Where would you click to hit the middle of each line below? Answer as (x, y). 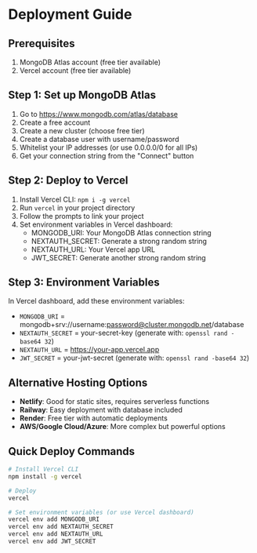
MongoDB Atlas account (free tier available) (90, 62)
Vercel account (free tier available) (75, 71)
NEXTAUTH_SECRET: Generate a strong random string (119, 241)
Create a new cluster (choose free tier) (82, 130)
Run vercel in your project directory (77, 207)
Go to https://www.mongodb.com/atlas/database (99, 114)
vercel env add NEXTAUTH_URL (56, 534)
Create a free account (55, 122)
